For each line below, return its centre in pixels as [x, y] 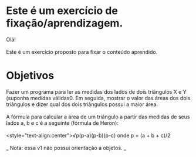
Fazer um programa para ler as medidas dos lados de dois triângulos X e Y [96, 91]
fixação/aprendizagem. [65, 23]
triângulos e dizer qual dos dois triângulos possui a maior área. [82, 104]
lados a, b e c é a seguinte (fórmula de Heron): [62, 123]
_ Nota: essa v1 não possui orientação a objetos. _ [66, 148]
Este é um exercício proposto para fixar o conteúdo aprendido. [82, 52]
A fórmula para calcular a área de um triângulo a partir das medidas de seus [98, 117]
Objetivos [30, 76]
